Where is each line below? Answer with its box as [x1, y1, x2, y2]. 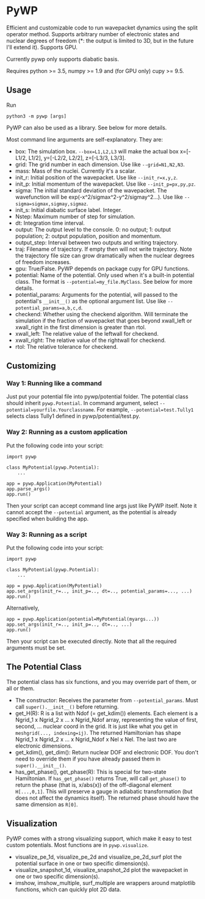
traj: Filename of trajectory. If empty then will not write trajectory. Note [15, 245, 192, 252]
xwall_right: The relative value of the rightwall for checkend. [15, 336, 166, 344]
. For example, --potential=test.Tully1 [93, 406, 194, 414]
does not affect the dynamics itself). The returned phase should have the [15, 794, 199, 802]
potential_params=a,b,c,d [15, 305, 81, 311]
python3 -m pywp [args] [6, 113, 67, 119]
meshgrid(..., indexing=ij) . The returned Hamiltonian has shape [15, 729, 181, 736]
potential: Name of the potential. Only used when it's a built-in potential [15, 271, 195, 279]
